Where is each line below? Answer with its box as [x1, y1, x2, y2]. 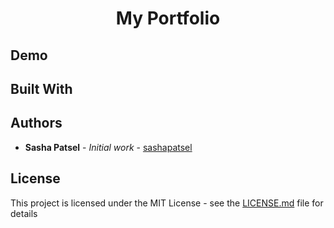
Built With [10, 80, 73, 97]
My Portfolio [115, 7, 221, 30]
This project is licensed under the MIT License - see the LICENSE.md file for [10, 197, 324, 209]
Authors [10, 115, 63, 132]
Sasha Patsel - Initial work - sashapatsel [24, 141, 193, 153]
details [10, 207, 38, 219]
